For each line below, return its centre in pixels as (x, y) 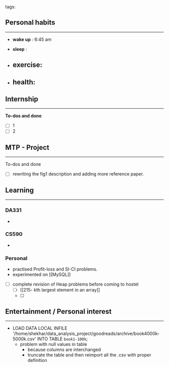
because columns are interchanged (64, 350)
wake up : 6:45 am (32, 39)
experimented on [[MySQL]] (41, 274)
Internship (22, 99)
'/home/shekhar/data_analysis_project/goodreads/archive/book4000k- (86, 334)
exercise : (27, 65)
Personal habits (30, 22)
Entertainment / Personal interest (58, 311)
